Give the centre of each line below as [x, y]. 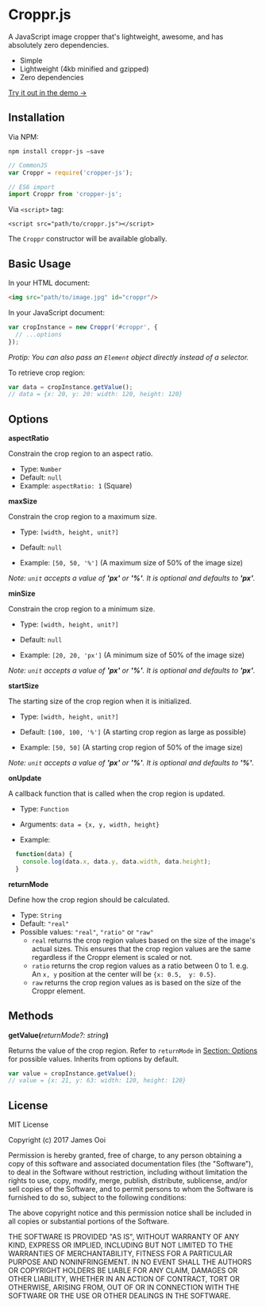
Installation [37, 118]
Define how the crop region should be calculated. [89, 900]
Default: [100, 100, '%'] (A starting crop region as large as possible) [133, 732]
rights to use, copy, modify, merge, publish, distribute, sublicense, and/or [128, 1181]
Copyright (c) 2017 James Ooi [57, 1140]
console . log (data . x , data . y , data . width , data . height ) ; [117, 862]
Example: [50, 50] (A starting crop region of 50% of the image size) [131, 747]
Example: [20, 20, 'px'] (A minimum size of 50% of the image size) [132, 655]
